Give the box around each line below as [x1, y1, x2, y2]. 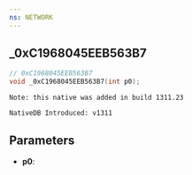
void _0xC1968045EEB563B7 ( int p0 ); [9, 77, 141, 87]
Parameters [9, 133, 75, 148]
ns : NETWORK [9, 12, 53, 22]
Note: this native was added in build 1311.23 [9, 94, 184, 103]
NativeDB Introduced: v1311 [9, 109, 113, 118]
